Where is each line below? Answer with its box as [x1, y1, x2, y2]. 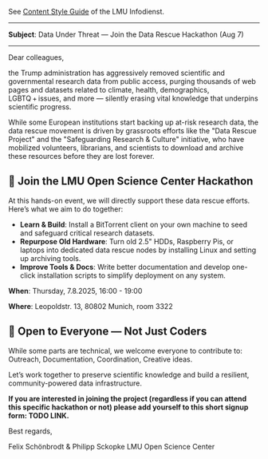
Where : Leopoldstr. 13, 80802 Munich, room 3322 [8, 301, 173, 311]
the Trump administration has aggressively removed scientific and [8, 68, 226, 77]
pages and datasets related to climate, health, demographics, [8, 85, 210, 94]
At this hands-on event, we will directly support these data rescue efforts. [8, 196, 250, 205]
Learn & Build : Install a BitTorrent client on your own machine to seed [19, 220, 248, 229]
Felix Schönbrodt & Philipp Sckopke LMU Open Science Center [8, 441, 215, 451]
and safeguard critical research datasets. [19, 228, 156, 238]
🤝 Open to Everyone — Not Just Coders [8, 325, 207, 338]
